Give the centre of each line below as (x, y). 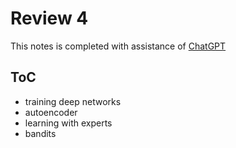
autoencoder (51, 112)
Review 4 (49, 18)
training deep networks (73, 101)
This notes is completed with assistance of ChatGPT (118, 46)
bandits (40, 133)
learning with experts (68, 123)
